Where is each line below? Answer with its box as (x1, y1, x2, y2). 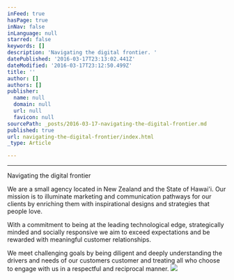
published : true (7, 127, 54, 134)
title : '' (7, 68, 36, 75)
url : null (13, 107, 42, 114)
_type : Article (7, 140, 52, 147)
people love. (7, 207, 43, 216)
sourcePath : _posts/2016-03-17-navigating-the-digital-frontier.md (7, 120, 208, 127)
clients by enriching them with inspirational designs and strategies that (7, 200, 210, 208)
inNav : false (7, 23, 45, 30)
